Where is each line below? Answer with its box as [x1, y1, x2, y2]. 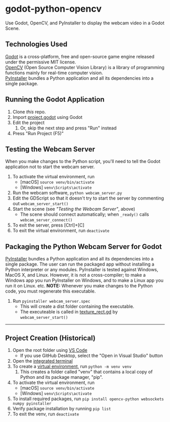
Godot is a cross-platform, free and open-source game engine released [5, 53, 155, 59]
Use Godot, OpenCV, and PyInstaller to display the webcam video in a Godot [5, 20, 164, 26]
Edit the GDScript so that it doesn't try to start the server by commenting [12, 195, 164, 201]
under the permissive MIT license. [5, 59, 76, 65]
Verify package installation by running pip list [12, 406, 111, 411]
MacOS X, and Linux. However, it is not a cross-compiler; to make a [5, 272, 146, 278]
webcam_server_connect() [20, 218, 73, 223]
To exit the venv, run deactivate [12, 411, 79, 417]
